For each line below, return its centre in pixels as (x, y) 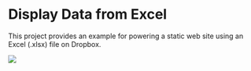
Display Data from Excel (88, 14)
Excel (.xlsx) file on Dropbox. (55, 44)
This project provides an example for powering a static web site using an (126, 36)
